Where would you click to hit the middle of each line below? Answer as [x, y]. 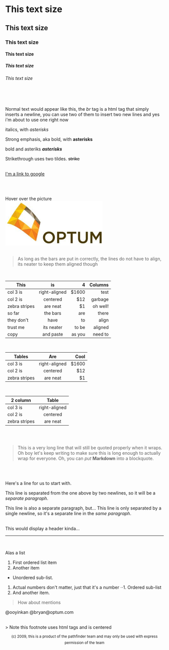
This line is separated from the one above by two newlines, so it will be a [80, 493]
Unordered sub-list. [33, 578]
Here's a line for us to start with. [38, 483]
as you [78, 334]
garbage [100, 299]
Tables [21, 356]
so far [13, 313]
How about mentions [39, 602]
